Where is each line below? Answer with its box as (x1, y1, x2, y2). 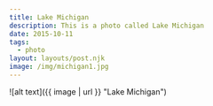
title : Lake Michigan (9, 12, 90, 22)
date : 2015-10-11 (9, 29, 74, 38)
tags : (9, 37, 29, 47)
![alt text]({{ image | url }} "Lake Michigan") (9, 86, 167, 97)
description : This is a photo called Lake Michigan (9, 21, 204, 30)
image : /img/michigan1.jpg (9, 63, 109, 72)
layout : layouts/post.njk (9, 54, 105, 63)
